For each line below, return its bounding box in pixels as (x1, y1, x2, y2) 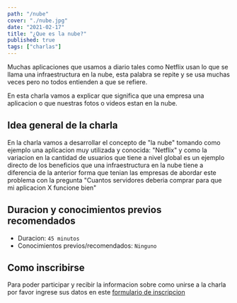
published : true (7, 37, 55, 44)
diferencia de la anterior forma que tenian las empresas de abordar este (7, 168, 217, 177)
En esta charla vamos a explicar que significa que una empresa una (7, 91, 204, 100)
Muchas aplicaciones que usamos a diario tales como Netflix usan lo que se (7, 63, 229, 71)
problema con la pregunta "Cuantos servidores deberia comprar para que (7, 176, 222, 184)
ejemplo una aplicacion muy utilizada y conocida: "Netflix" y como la (7, 146, 207, 154)
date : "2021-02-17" (7, 23, 65, 30)
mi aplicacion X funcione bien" (7, 183, 97, 192)
